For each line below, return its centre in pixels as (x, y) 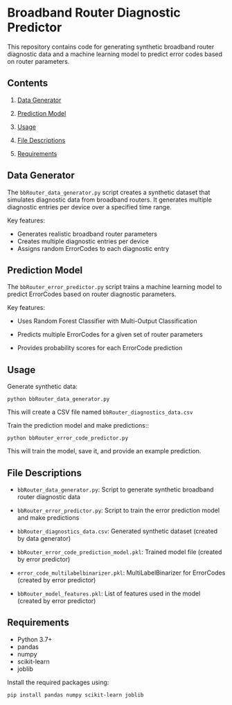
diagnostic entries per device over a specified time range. (89, 207)
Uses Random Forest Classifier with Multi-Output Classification (107, 321)
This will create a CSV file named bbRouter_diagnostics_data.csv (100, 412)
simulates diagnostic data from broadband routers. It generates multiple (110, 200)
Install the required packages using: (58, 682)
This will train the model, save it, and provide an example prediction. (104, 451)
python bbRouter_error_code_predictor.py (68, 438)
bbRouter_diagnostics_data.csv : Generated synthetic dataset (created (117, 531)
